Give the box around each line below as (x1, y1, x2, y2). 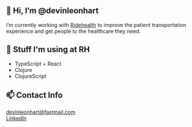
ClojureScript (14, 73, 47, 80)
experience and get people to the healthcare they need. (6, 28, 141, 35)
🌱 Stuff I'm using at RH (6, 44, 90, 54)
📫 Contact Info (6, 90, 63, 100)
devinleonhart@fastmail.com (6, 109, 76, 116)
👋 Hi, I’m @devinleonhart (6, 6, 99, 16)
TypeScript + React (14, 60, 62, 67)
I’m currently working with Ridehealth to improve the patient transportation (6, 21, 187, 28)
